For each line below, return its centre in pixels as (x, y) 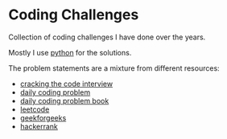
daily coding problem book (64, 100)
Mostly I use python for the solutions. (70, 52)
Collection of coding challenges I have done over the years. (107, 37)
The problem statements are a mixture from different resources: (114, 68)
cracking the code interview (66, 84)
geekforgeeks (43, 117)
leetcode (35, 109)
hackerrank (39, 126)
